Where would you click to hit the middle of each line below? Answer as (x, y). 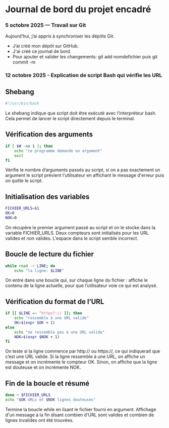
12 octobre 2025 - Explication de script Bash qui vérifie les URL (84, 76)
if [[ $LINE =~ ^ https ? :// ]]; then (44, 313)
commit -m (24, 62)
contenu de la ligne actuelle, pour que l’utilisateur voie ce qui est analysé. (81, 286)
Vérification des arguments (49, 135)
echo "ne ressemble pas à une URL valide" (60, 332)
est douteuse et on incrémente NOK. (43, 367)
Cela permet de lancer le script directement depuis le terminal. (70, 119)
